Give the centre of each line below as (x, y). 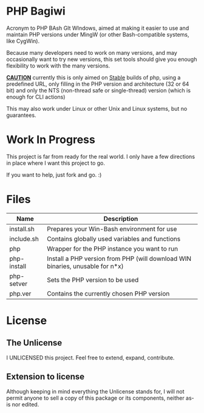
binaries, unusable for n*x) (85, 266)
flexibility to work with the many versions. (58, 66)
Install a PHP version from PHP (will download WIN (119, 259)
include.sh (24, 238)
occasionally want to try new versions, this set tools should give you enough (102, 59)
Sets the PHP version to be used (93, 280)
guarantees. (21, 115)
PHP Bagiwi (36, 11)
